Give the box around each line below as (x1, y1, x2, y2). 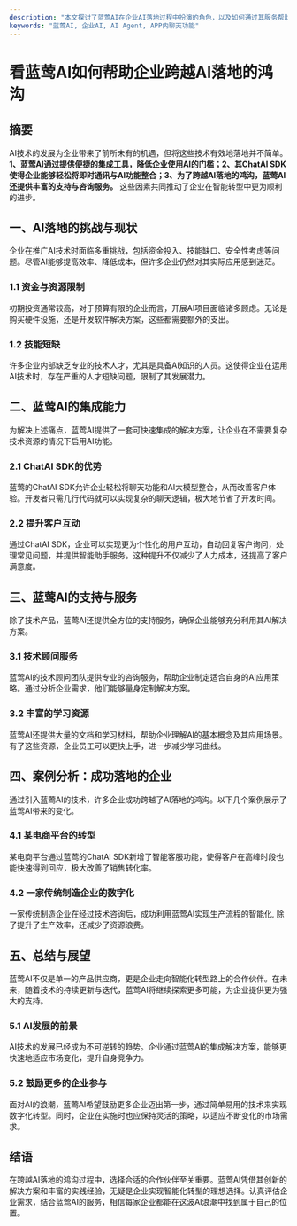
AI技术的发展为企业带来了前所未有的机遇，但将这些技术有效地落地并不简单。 (9, 147, 288, 158)
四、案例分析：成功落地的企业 (9, 769, 172, 785)
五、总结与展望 (9, 948, 91, 963)
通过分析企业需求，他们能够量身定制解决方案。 (24, 683, 195, 694)
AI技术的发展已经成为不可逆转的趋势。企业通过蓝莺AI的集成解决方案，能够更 (9, 1042, 287, 1052)
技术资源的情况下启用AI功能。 (9, 435, 118, 446)
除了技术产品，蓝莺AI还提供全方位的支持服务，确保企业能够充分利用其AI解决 (9, 615, 287, 626)
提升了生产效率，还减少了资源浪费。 (16, 919, 148, 931)
